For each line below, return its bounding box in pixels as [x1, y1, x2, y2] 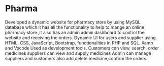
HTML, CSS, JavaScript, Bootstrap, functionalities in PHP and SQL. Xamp [5, 40, 154, 45]
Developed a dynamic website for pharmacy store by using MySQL [5, 19, 141, 25]
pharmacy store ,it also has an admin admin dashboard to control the [5, 29, 145, 35]
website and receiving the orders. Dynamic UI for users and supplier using [5, 35, 156, 41]
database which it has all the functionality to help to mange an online [5, 24, 144, 30]
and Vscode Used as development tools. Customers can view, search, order [5, 45, 159, 51]
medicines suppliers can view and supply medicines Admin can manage [5, 50, 152, 56]
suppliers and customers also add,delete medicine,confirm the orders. [5, 55, 148, 61]
